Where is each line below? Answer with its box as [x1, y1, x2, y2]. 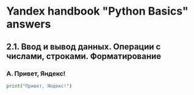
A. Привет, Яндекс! [6, 69, 66, 77]
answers [6, 17, 51, 31]
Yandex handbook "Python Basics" [6, 4, 189, 18]
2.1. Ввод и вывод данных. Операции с [6, 41, 161, 52]
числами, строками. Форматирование [6, 51, 162, 62]
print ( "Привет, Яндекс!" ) [6, 83, 72, 89]
